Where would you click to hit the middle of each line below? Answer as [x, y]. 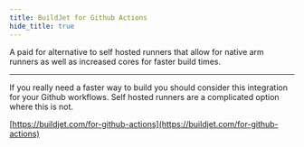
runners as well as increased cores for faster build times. [115, 61]
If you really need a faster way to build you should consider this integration [148, 87]
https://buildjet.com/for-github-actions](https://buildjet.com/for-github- [145, 124]
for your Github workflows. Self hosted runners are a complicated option [144, 96]
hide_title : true [42, 26]
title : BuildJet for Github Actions [78, 18]
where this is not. [42, 106]
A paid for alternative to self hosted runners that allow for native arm [137, 51]
